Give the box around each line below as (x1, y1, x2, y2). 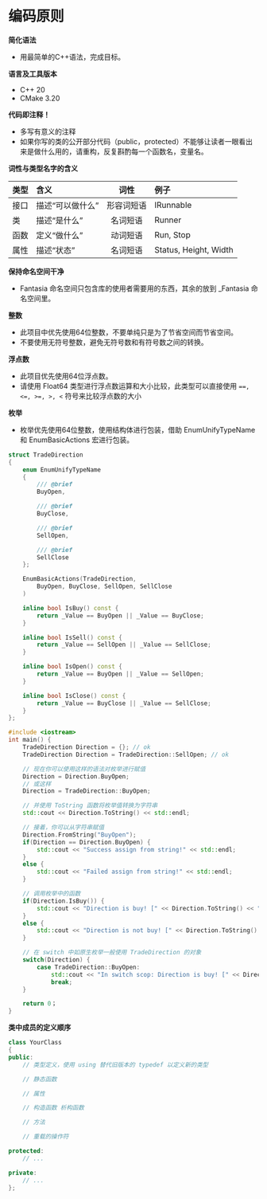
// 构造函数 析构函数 (22, 1104, 85, 1112)
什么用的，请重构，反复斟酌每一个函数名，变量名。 (41, 147, 208, 156)
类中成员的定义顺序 (8, 1023, 72, 1032)
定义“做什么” (36, 229, 83, 241)
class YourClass (8, 1039, 62, 1047)
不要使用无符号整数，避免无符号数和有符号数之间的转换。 (19, 337, 208, 347)
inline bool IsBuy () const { (22, 604, 119, 612)
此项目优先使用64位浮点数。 (19, 371, 113, 381)
